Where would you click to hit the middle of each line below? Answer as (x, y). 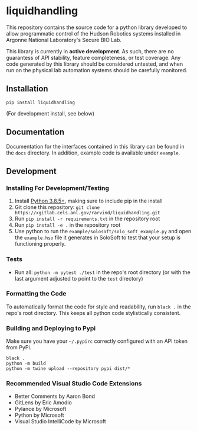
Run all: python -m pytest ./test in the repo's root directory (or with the (102, 272)
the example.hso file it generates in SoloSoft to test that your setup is (98, 237)
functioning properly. (40, 244)
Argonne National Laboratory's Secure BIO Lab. (64, 40)
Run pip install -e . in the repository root (68, 225)
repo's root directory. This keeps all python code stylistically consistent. (93, 313)
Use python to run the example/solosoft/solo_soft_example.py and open (103, 231)
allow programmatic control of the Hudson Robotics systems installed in (93, 33)
